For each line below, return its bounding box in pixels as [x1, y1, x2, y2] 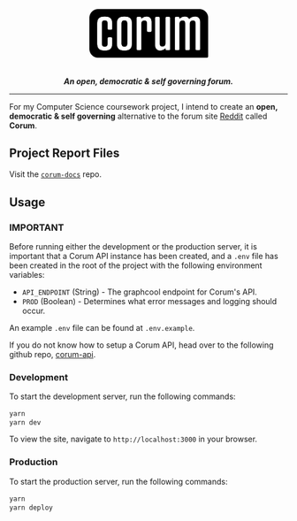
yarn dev [9, 418, 42, 427]
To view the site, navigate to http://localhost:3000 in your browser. [9, 433, 258, 445]
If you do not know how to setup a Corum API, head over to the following [9, 340, 274, 350]
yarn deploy [9, 503, 53, 512]
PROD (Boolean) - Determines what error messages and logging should [21, 296, 278, 307]
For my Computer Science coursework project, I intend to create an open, [9, 101, 278, 111]
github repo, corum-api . [9, 349, 96, 360]
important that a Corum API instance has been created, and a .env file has [9, 251, 278, 262]
